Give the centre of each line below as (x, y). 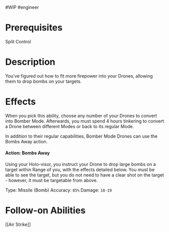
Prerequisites (34, 28)
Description (30, 62)
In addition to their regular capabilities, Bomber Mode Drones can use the (81, 136)
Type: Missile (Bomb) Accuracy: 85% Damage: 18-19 (59, 190)
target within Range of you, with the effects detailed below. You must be (80, 170)
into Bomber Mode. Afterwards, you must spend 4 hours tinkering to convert (85, 121)
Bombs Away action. (26, 141)
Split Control (18, 41)
